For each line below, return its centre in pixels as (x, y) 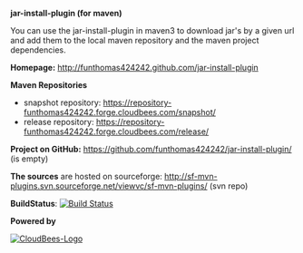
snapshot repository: (62, 102)
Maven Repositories (49, 85)
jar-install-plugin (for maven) (66, 13)
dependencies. (38, 50)
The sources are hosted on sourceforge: (86, 176)
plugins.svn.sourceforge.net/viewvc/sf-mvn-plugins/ (109, 186)
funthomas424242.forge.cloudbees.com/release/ (116, 131)
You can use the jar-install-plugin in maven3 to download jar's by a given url (152, 30)
